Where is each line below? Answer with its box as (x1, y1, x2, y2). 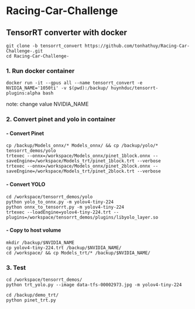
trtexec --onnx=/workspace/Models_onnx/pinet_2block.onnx (6, 163, 150, 169)
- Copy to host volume (6, 227, 61, 234)
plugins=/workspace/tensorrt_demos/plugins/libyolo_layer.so (6, 214, 159, 220)
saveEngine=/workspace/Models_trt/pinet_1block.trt (6, 158, 135, 164)
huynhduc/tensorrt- (111, 85, 159, 91)
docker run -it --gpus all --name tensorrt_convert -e (6, 80, 143, 86)
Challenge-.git (6, 48, 43, 54)
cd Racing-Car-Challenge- (6, 53, 69, 59)
